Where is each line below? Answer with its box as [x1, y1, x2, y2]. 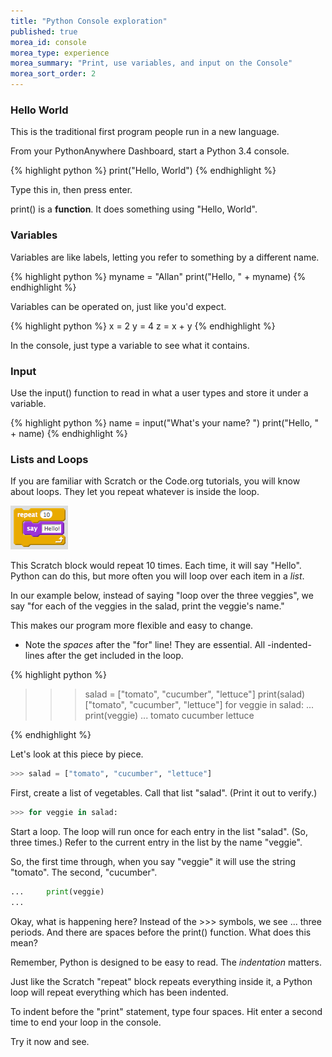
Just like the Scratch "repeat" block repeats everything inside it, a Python [10, 975, 313, 987]
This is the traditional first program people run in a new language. [10, 126, 280, 138]
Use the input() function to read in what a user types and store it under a [10, 386, 309, 399]
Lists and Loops [10, 452, 89, 466]
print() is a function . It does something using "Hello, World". [10, 203, 258, 215]
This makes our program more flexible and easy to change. [10, 620, 254, 632]
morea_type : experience [10, 48, 110, 58]
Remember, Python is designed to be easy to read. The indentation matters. [10, 956, 323, 968]
